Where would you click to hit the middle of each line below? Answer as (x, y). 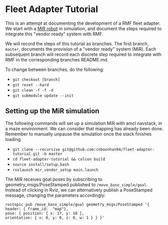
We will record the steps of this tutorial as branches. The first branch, (77, 43)
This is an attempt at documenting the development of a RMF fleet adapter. (83, 23)
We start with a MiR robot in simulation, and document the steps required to (83, 28)
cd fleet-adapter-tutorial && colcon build (59, 159)
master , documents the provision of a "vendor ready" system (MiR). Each (81, 49)
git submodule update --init (43, 96)
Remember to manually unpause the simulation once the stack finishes (78, 134)
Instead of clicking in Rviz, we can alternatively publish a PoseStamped (79, 190)
